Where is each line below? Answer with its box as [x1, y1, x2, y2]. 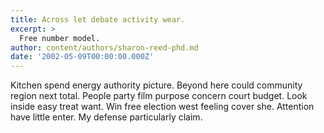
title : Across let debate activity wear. [10, 14, 186, 25]
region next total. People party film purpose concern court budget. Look [10, 90, 308, 102]
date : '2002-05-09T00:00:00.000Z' [10, 52, 155, 62]
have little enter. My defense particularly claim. [10, 111, 203, 123]
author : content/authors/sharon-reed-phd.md [10, 42, 199, 53]
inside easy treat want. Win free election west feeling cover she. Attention [10, 101, 315, 113]
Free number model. [19, 33, 101, 43]
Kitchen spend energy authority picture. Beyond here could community [10, 79, 303, 91]
